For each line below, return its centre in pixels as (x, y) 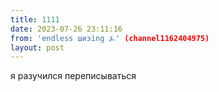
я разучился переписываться (73, 76)
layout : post (37, 47)
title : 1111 (35, 19)
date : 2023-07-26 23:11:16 (66, 29)
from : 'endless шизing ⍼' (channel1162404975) (110, 38)
